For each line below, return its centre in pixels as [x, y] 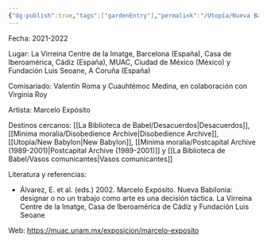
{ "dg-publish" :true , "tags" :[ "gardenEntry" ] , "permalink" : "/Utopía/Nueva [129, 15]
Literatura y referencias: [48, 174]
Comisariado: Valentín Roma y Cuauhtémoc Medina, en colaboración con [128, 86]
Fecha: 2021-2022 [38, 38]
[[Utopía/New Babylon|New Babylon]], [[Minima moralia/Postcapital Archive [132, 142]
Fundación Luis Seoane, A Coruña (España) [79, 70]
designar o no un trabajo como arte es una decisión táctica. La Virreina [136, 198]
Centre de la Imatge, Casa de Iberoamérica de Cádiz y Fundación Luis [134, 206]
